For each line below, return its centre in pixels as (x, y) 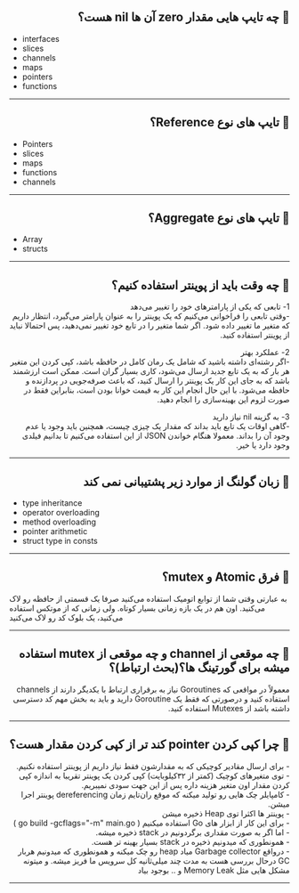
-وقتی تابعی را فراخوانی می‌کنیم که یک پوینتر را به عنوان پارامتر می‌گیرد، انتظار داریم (151, 316)
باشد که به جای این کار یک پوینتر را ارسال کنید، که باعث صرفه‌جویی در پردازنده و (158, 381)
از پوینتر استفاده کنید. (255, 335)
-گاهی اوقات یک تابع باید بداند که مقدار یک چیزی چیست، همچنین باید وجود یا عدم (158, 426)
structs (35, 249)
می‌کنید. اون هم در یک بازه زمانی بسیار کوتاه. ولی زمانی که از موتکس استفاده (137, 608)
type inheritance (52, 503)
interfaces (40, 38)
